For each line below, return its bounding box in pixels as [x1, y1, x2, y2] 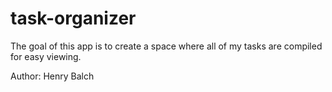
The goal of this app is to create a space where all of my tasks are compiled [10, 40, 323, 52]
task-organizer [10, 7, 137, 30]
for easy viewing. [10, 50, 82, 62]
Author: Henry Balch [10, 70, 95, 82]
